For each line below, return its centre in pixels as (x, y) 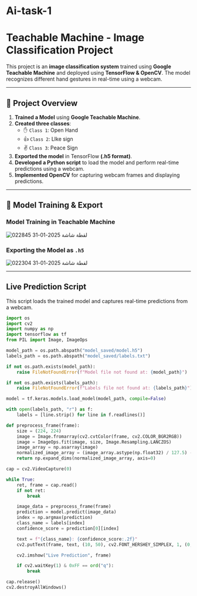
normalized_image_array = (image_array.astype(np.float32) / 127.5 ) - (105, 453)
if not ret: (31, 490)
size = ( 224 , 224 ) (39, 431)
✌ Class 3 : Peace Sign (50, 148)
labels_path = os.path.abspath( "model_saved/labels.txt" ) (78, 356)
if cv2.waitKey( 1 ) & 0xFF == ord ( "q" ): (65, 566)
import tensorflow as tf (36, 334)
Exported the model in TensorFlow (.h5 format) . (73, 156)
